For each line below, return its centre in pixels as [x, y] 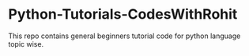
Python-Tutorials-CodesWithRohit [123, 14]
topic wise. [26, 44]
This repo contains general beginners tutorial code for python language [124, 36]
